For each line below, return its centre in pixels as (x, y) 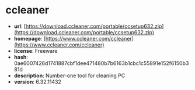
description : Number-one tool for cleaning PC (69, 75)
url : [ (20, 26)
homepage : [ (30, 38)
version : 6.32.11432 (38, 81)
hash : (21, 57)
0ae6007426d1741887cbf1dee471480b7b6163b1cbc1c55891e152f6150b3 (101, 63)
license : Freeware (36, 51)
